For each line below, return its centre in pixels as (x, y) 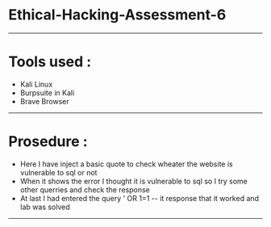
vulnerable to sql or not (58, 172)
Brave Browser (45, 101)
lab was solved (45, 207)
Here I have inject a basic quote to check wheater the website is (126, 164)
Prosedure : (48, 142)
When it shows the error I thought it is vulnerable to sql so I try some (133, 181)
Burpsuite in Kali (47, 92)
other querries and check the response (85, 189)
